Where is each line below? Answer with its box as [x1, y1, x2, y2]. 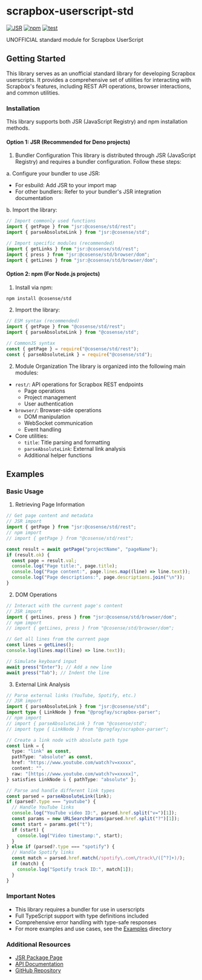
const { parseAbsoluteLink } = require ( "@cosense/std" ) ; [6, 352, 153, 358]
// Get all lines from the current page [6, 636, 110, 642]
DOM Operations [15, 591, 57, 598]
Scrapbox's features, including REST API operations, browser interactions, [6, 82, 192, 90]
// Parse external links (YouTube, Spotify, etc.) [6, 692, 137, 698]
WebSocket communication [24, 419, 93, 427]
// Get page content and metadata [6, 513, 94, 519]
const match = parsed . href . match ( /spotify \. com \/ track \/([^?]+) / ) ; [11, 855, 186, 861]
